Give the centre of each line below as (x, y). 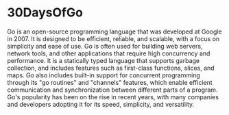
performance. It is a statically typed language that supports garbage (104, 60)
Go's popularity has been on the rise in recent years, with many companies (113, 97)
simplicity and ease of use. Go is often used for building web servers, (105, 46)
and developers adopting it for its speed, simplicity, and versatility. (101, 104)
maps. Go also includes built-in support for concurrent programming (104, 75)
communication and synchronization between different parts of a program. (112, 90)
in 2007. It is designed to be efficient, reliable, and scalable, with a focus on (113, 38)
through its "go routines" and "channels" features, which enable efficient (110, 82)
